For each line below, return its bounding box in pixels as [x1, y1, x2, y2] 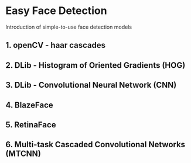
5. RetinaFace [5, 120, 56, 130]
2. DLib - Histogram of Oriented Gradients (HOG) [5, 60, 186, 70]
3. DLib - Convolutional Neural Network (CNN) [5, 80, 177, 90]
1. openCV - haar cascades [5, 40, 106, 50]
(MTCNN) [5, 149, 42, 159]
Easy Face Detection [5, 4, 107, 18]
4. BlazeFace [5, 100, 53, 110]
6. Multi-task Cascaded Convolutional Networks [5, 140, 186, 150]
